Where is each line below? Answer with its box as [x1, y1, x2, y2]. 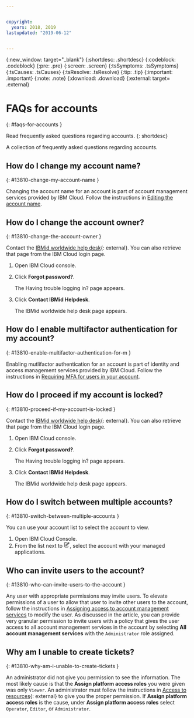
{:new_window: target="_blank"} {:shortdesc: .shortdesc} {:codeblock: [6, 56, 176, 63]
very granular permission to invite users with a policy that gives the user [6, 618, 179, 625]
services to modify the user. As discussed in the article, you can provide [6, 611, 180, 618]
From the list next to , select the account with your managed [14, 542, 165, 550]
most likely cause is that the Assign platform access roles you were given [6, 680, 185, 687]
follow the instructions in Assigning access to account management [6, 605, 169, 612]
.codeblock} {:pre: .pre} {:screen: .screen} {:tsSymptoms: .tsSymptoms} [6, 62, 179, 69]
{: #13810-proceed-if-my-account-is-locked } [6, 406, 116, 413]
